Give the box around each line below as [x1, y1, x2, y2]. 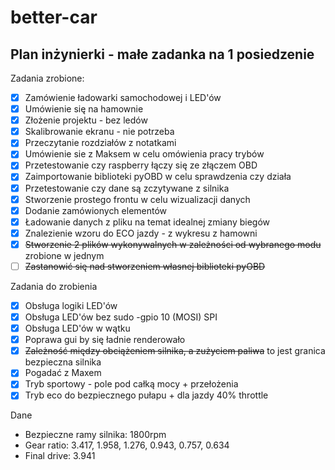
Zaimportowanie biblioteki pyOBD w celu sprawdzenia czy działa [24, 171, 292, 183]
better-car [10, 6, 98, 29]
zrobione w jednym [24, 249, 105, 261]
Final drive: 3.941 [24, 450, 96, 462]
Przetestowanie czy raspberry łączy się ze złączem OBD [24, 159, 258, 171]
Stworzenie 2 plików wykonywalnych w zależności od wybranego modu [24, 238, 322, 250]
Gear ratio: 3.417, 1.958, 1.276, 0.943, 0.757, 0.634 [24, 439, 230, 451]
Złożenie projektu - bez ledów [24, 114, 148, 126]
